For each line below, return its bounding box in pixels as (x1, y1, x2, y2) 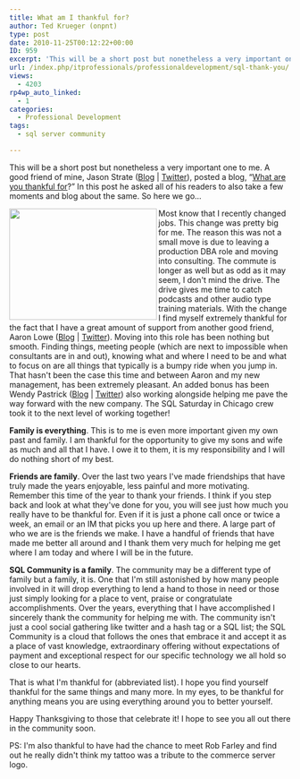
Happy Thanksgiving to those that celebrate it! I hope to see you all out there (9, 713, 291, 723)
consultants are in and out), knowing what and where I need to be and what (9, 350, 287, 361)
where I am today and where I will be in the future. (9, 547, 194, 558)
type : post (9, 30, 50, 39)
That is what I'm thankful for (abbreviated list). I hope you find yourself (9, 677, 269, 688)
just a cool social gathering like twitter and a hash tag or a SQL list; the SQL (9, 621, 286, 632)
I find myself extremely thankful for (158, 312, 287, 323)
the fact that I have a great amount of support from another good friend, (9, 321, 274, 332)
